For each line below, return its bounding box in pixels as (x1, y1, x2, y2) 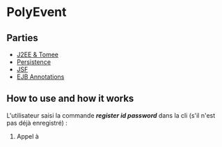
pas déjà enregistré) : (6, 118, 68, 127)
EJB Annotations (16, 72, 65, 81)
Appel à (16, 132, 39, 140)
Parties (6, 32, 39, 44)
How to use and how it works (6, 93, 134, 105)
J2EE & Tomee (16, 50, 58, 59)
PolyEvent (6, 4, 67, 20)
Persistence (16, 58, 51, 66)
